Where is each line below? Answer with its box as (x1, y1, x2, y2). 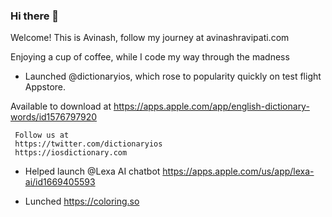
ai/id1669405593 (24, 176, 96, 188)
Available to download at (10, 100, 112, 113)
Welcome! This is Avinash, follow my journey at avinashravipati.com (10, 32, 290, 44)
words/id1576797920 (10, 111, 98, 123)
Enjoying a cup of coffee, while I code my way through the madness (10, 51, 290, 63)
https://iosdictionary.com (14, 148, 128, 158)
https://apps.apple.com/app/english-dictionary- (113, 100, 310, 113)
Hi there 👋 (10, 9, 60, 23)
